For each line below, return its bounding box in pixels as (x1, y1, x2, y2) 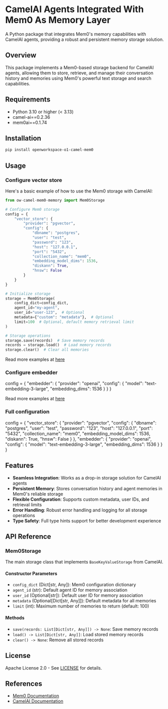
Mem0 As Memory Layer (5, 14, 111, 26)
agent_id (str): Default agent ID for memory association (12, 587, 128, 593)
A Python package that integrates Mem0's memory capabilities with (5, 31, 146, 37)
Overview (5, 51, 37, 60)
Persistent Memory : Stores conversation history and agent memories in (12, 485, 162, 491)
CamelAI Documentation (12, 698, 64, 704)
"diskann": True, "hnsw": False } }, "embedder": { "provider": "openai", (5, 436, 152, 442)
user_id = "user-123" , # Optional (14, 310, 85, 315)
